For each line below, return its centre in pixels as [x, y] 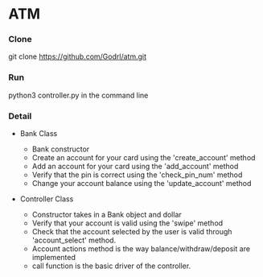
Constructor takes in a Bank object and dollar [107, 215]
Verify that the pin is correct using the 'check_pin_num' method [137, 175]
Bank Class [39, 134]
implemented [54, 258]
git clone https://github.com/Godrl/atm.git [78, 56]
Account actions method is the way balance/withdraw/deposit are [141, 249]
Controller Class [47, 199]
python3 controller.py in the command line [78, 95]
